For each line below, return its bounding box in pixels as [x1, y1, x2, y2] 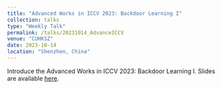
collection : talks [7, 16, 60, 23]
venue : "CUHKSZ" [7, 36, 53, 42]
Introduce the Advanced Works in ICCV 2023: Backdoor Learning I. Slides [7, 66, 216, 75]
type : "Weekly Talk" [7, 23, 66, 29]
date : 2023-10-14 [7, 42, 57, 49]
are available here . [7, 74, 60, 82]
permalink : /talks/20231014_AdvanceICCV [7, 29, 125, 36]
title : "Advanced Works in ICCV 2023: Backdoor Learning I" [7, 10, 183, 17]
